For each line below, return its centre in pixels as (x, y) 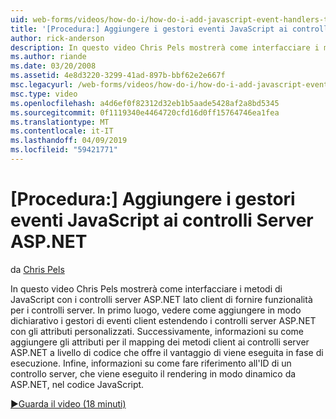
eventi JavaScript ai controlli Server (162, 220)
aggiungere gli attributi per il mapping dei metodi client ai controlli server (160, 342)
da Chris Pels (37, 269)
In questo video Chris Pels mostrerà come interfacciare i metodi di (146, 288)
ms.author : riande (48, 57)
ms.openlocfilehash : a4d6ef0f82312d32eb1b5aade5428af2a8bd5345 (145, 103)
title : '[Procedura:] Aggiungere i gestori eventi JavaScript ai (149, 29)
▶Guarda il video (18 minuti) (68, 403)
